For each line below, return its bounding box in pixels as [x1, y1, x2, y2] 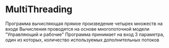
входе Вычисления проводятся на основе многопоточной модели [5, 26, 150, 32]
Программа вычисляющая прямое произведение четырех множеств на [5, 20, 163, 27]
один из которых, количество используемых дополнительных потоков [5, 37, 159, 43]
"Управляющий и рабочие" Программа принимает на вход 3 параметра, [5, 31, 164, 37]
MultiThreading [5, 4, 73, 15]
